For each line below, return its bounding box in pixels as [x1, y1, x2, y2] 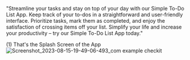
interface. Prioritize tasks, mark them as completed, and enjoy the [6, 17, 165, 24]
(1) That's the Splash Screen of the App [6, 41, 101, 48]
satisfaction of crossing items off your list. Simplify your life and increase [6, 23, 182, 30]
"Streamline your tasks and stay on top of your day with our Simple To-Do [6, 5, 185, 12]
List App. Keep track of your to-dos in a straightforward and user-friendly [6, 11, 183, 18]
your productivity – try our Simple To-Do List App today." [6, 30, 143, 37]
